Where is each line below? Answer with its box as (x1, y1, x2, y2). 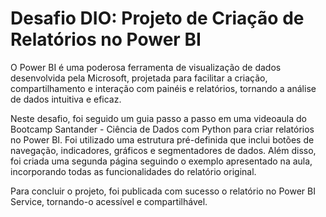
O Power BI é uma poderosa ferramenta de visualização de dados (10, 61, 282, 73)
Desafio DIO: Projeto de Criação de (10, 7, 305, 30)
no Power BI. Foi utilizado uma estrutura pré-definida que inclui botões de (10, 133, 315, 146)
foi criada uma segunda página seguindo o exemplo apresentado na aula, (10, 155, 313, 167)
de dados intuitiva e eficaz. (10, 93, 122, 105)
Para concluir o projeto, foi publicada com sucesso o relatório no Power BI (10, 185, 316, 197)
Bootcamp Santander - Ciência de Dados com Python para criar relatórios (10, 123, 315, 135)
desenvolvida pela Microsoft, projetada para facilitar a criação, (10, 72, 268, 84)
